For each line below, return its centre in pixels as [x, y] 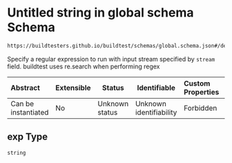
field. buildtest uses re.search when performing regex [84, 66]
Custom [197, 83]
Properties [202, 92]
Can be [22, 104]
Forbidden [201, 108]
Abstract [25, 88]
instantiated [30, 112]
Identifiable [156, 88]
